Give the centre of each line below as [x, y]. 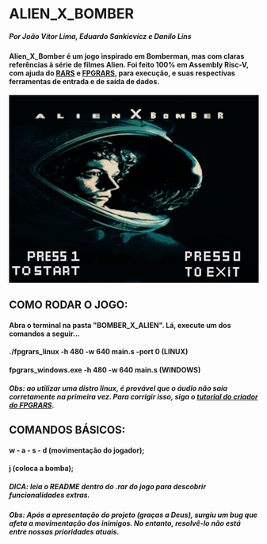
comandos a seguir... [44, 334]
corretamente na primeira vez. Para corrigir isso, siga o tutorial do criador [133, 396]
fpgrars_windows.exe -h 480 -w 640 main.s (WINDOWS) [105, 369]
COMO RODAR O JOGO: [69, 305]
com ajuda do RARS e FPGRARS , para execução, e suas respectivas [122, 73]
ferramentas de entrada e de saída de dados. [84, 82]
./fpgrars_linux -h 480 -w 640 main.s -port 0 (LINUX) [99, 352]
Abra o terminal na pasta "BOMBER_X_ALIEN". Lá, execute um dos [120, 325]
